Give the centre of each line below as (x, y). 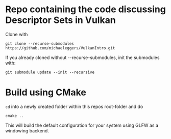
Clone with (17, 34)
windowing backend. (27, 130)
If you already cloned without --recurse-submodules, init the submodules (82, 58)
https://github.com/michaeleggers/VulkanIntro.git (60, 48)
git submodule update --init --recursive (50, 72)
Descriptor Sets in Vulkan (60, 20)
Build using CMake (46, 92)
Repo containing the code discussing (86, 9)
